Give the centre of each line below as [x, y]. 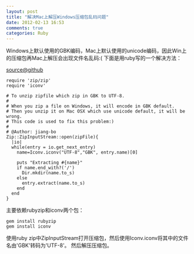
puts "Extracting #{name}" [50, 163]
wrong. [14, 117]
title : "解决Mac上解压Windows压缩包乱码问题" [57, 17]
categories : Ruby [27, 33]
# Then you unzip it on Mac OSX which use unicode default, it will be [96, 111]
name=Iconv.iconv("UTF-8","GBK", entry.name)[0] [77, 153]
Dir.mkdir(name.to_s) [48, 173]
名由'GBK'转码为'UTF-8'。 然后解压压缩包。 [59, 245]
